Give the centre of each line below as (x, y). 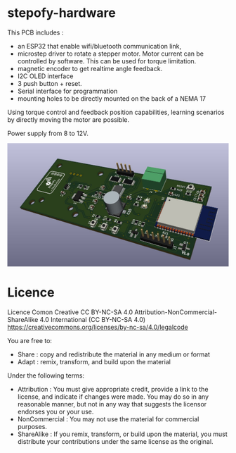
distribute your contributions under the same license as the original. (115, 441)
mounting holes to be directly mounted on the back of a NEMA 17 (111, 98)
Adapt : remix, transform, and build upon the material (94, 361)
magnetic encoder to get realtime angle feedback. (90, 68)
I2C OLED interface (45, 76)
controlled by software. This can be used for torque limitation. (107, 61)
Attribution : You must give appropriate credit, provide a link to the (113, 389)
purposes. (32, 426)
